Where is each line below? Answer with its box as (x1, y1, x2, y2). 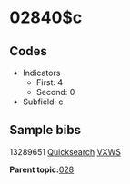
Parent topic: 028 (9, 164, 75, 175)
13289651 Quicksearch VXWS (9, 146, 121, 157)
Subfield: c (22, 96, 64, 107)
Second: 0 (35, 87, 75, 97)
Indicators (22, 67, 61, 78)
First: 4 (35, 77, 64, 88)
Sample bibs (9, 122, 82, 138)
